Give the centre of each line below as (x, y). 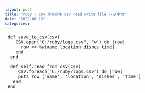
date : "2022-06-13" (25, 19)
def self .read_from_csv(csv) (46, 67)
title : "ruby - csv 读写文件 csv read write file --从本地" (66, 14)
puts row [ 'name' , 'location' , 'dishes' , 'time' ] (79, 77)
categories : (17, 23)
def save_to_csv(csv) (34, 37)
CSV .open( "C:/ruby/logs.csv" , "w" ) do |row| (70, 42)
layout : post (19, 10)
